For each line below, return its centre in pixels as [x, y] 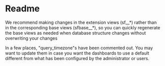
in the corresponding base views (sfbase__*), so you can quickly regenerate [83, 27]
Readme [23, 9]
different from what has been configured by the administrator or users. [77, 58]
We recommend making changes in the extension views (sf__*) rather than [81, 22]
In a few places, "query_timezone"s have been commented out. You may [79, 48]
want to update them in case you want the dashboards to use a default [77, 53]
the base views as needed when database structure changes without [76, 33]
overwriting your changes [31, 38]
